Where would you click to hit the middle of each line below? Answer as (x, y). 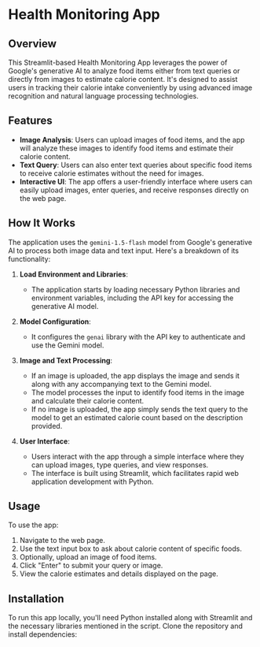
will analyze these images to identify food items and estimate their (126, 148)
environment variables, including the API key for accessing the (132, 298)
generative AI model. (65, 306)
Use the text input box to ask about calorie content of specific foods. (130, 548)
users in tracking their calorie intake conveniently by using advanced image (130, 87)
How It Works (42, 223)
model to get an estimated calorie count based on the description (137, 417)
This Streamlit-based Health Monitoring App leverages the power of (118, 62)
